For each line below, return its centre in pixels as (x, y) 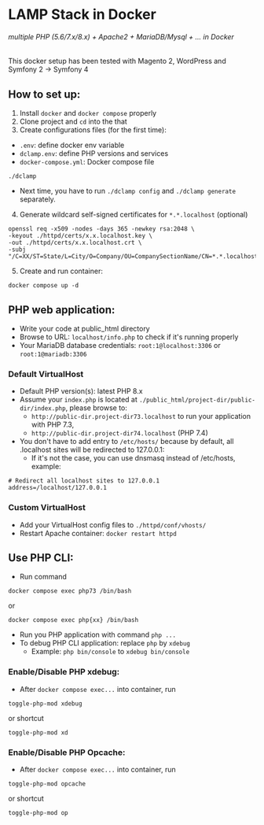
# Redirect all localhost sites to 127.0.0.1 (84, 481)
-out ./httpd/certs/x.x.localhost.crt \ (75, 243)
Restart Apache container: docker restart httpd (98, 533)
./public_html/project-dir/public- (197, 400)
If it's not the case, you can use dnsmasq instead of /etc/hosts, (133, 458)
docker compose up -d (44, 286)
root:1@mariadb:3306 (53, 355)
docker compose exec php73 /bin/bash (70, 591)
